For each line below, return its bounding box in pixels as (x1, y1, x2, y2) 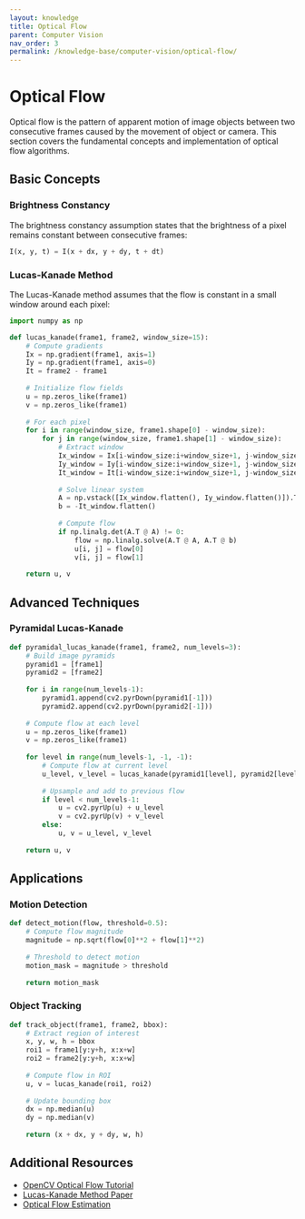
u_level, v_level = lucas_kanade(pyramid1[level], (42, 770, 238, 779)
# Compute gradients (25, 341, 103, 350)
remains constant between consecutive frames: (9, 229, 188, 240)
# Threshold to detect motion (25, 952, 141, 962)
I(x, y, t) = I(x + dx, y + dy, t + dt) (9, 247, 165, 256)
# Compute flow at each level (25, 719, 141, 728)
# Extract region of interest (25, 1029, 141, 1038)
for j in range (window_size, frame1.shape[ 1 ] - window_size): (42, 434, 282, 444)
